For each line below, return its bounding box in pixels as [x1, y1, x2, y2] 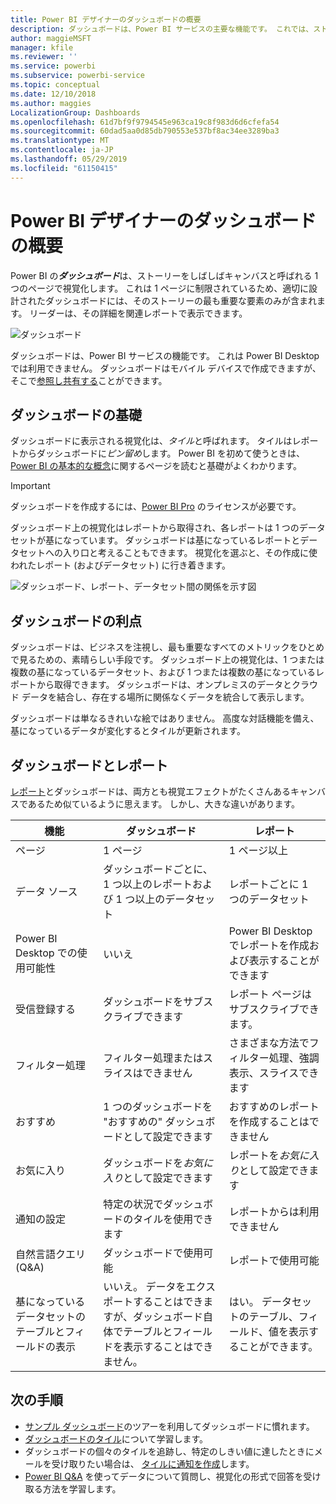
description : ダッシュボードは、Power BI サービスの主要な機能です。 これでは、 [10, 24, 314, 34]
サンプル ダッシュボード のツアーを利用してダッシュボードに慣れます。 [24, 1420, 315, 1432]
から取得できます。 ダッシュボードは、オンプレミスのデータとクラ [36, 679, 310, 691]
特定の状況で [103, 1197, 164, 1211]
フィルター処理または [103, 1051, 203, 1065]
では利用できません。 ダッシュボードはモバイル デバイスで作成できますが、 [10, 362, 322, 374]
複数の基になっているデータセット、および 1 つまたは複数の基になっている [10, 666, 316, 678]
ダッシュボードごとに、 [103, 862, 213, 876]
